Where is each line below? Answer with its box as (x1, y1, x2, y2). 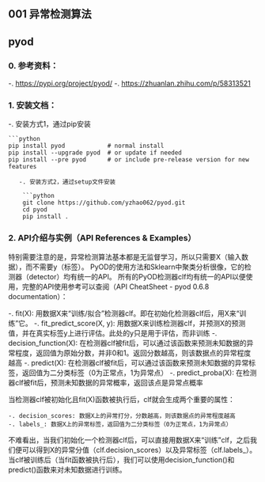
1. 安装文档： (8, 100, 57, 111)
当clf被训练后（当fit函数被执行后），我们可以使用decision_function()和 (8, 454, 235, 465)
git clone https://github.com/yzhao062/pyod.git (22, 199, 186, 207)
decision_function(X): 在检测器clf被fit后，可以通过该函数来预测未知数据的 (8, 338, 247, 347)
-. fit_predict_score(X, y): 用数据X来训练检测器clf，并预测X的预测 (34, 318, 246, 328)
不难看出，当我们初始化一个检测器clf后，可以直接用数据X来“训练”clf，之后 (8, 435, 251, 445)
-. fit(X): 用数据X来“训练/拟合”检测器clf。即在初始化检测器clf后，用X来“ (8, 308, 240, 318)
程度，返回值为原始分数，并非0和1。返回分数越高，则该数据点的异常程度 (14, 347, 252, 358)
